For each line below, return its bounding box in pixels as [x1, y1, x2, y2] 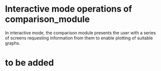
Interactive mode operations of [5, 3, 132, 15]
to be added [5, 57, 54, 69]
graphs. [5, 40, 20, 46]
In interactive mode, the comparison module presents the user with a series [5, 30, 156, 35]
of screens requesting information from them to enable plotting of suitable [5, 35, 153, 41]
